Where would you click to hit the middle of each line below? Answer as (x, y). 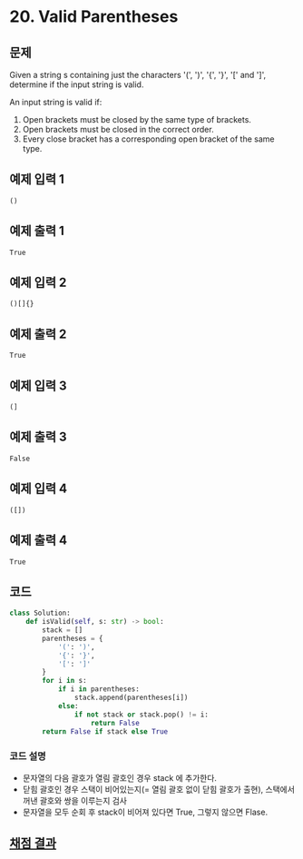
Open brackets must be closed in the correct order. (118, 129)
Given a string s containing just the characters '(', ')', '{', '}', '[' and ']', (137, 75)
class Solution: (40, 613)
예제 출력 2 (38, 334)
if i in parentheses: (99, 689)
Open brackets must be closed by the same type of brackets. (137, 119)
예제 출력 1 (37, 231)
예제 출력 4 (39, 541)
